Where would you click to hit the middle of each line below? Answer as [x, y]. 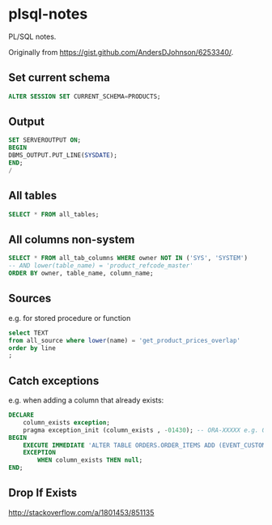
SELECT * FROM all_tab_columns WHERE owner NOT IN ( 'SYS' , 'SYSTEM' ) [128, 258]
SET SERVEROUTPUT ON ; [45, 140]
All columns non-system [72, 239]
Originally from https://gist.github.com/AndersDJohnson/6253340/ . [121, 52]
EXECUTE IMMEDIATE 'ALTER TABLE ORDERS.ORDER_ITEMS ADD [119, 445]
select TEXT [28, 333]
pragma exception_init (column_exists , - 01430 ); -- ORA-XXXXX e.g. [141, 430]
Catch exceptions [54, 380]
